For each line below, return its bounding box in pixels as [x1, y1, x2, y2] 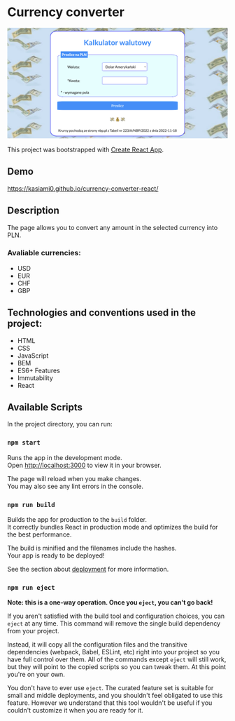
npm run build [7, 501, 55, 508]
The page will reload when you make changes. [7, 474, 142, 483]
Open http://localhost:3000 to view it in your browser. [7, 461, 162, 469]
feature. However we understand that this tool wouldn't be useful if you [7, 699, 213, 707]
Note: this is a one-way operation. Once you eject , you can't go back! [7, 598, 213, 607]
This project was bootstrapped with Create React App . [7, 145, 164, 154]
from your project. [7, 627, 59, 635]
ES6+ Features [17, 366, 61, 375]
